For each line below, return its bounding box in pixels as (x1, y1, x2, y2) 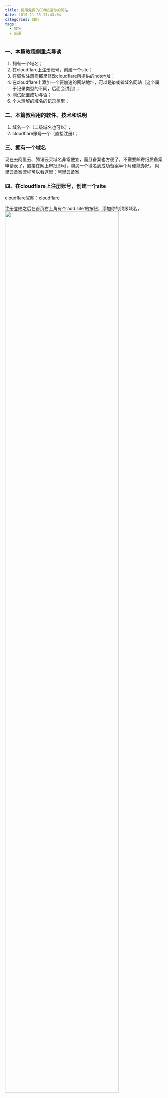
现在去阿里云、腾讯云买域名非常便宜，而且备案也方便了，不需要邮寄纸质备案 (5, 156, 163, 162)
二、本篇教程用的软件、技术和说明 (5, 112, 87, 119)
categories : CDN (5, 17, 39, 22)
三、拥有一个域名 (5, 144, 46, 151)
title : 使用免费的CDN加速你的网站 (5, 7, 69, 13)
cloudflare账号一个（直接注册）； (12, 130, 80, 136)
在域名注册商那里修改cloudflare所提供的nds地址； (12, 73, 116, 79)
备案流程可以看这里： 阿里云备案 (13, 169, 80, 175)
